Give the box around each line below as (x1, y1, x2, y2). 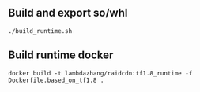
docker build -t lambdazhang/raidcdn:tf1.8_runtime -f (8, 69, 193, 77)
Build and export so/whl (8, 6, 128, 20)
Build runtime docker (8, 49, 114, 62)
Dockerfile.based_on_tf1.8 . (8, 76, 104, 84)
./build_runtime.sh (8, 27, 73, 35)
